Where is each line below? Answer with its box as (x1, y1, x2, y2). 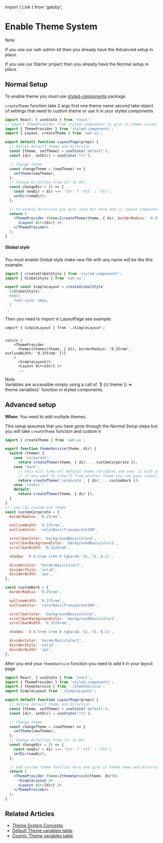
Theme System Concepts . (12, 823, 65, 828)
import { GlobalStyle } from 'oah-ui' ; (5, 275, 86, 281)
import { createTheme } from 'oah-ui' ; (5, 437, 86, 443)
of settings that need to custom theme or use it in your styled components (5, 108, 153, 114)
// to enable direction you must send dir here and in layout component (9, 206, 160, 212)
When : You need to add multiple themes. (5, 413, 87, 419)
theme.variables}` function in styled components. (5, 386, 104, 393)
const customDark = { (5, 585, 49, 590)
